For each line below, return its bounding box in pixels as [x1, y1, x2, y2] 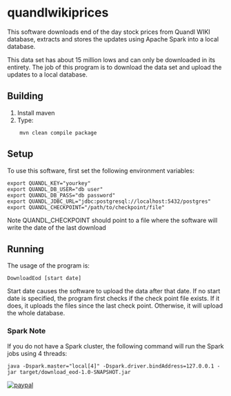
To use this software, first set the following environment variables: [7, 166, 195, 175]
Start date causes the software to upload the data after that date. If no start [7, 287, 221, 295]
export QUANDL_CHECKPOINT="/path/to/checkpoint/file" [7, 204, 165, 211]
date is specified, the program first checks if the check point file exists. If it [7, 295, 220, 303]
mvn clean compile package [19, 129, 97, 136]
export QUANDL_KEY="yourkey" [7, 179, 91, 187]
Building [7, 90, 43, 102]
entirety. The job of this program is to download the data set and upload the [7, 63, 222, 71]
